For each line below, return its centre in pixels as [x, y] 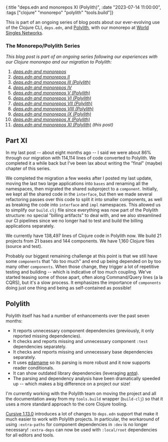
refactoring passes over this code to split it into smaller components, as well [84, 199]
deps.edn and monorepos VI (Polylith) [52, 98]
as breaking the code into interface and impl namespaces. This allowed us [83, 205]
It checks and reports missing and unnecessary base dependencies [83, 351]
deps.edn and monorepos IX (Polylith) [52, 114]
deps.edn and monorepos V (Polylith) [51, 93]
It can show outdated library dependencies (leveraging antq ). [76, 373]
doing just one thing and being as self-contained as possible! [68, 288]
